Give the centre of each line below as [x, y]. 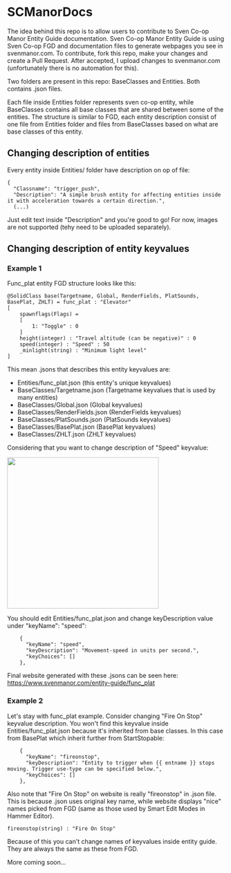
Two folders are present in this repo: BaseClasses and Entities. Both [104, 81]
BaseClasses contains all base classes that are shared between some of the [115, 109]
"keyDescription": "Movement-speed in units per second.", [112, 651]
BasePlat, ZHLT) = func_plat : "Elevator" [69, 302]
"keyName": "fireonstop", [63, 757]
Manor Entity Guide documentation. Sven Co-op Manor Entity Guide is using [116, 38]
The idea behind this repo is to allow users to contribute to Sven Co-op [108, 31]
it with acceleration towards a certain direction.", [86, 201]
